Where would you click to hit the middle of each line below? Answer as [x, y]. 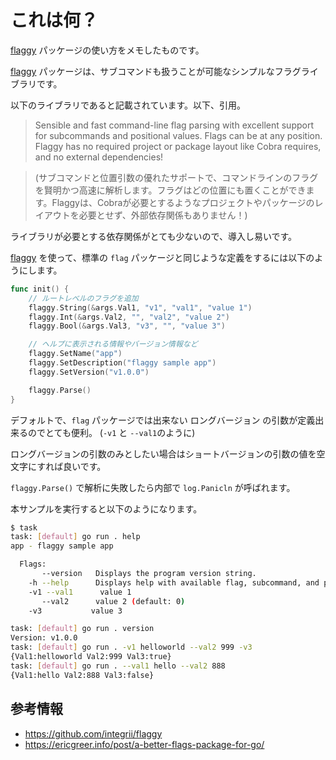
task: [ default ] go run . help [75, 537]
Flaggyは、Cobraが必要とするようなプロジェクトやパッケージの [183, 202]
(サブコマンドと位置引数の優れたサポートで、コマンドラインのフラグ [176, 177]
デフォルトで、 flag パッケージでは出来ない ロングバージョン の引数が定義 [163, 420]
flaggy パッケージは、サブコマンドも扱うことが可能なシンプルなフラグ [156, 71]
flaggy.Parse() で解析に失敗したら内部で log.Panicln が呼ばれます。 [153, 487]
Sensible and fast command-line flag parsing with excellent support [174, 125]
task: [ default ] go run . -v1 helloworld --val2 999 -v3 [131, 647]
